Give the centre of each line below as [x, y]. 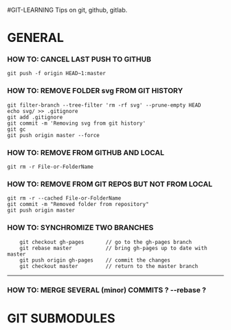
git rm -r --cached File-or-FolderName [64, 198]
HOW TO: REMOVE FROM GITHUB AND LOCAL [86, 152]
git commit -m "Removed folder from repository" [78, 205]
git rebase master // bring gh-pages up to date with [113, 248]
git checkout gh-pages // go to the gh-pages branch [106, 242]
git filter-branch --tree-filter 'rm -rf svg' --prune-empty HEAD [104, 105]
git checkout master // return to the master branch [109, 266]
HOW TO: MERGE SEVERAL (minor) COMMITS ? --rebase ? [107, 290]
